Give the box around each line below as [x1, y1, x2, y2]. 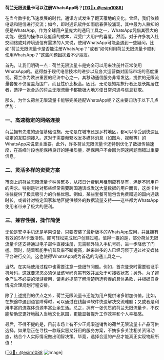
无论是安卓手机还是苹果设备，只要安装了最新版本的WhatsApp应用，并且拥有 [5, 229, 159, 235]
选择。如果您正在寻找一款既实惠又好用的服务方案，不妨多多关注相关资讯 [5, 327, 150, 333]
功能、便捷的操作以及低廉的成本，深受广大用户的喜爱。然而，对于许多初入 [5, 34, 155, 39]
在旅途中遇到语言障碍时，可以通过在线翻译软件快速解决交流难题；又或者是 [5, 298, 155, 304]
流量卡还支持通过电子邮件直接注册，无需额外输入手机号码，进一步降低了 [5, 241, 150, 247]
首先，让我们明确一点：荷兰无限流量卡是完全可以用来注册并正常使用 [5, 62, 142, 68]
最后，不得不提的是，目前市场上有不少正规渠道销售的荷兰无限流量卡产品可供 [5, 321, 159, 327]
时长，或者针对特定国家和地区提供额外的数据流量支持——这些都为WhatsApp [5, 197, 159, 203]
